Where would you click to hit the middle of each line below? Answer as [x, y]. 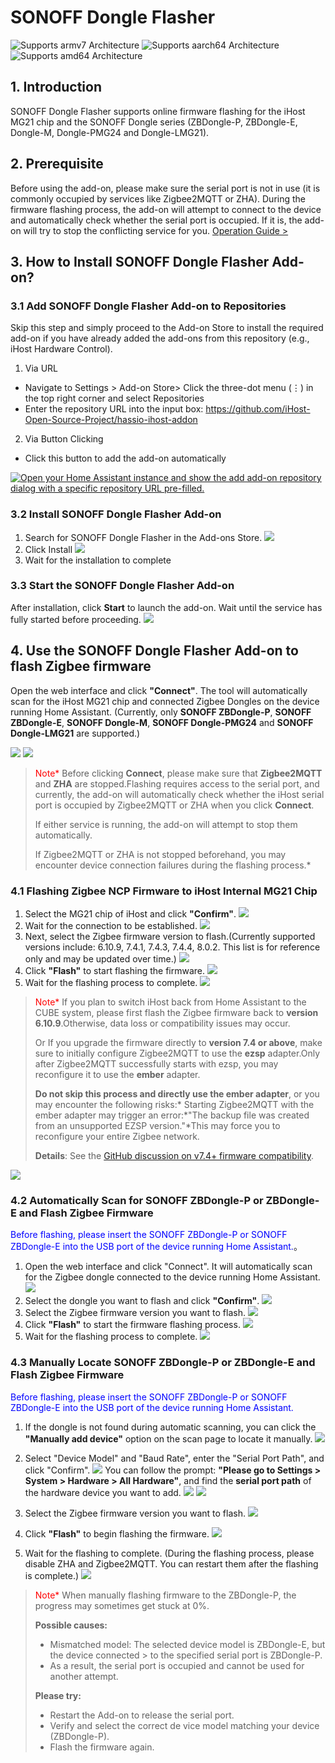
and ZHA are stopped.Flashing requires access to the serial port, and [177, 783]
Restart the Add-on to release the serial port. [142, 1715]
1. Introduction [56, 87]
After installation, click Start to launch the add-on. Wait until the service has [166, 607]
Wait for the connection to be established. [111, 925]
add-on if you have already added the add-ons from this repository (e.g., [160, 338]
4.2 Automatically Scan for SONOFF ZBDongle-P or [137, 1200]
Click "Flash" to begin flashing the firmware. [117, 1533]
